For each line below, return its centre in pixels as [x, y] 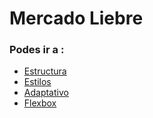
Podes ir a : [37, 50]
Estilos [37, 82]
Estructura [45, 71]
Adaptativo [46, 93]
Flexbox [40, 103]
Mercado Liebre [76, 18]
